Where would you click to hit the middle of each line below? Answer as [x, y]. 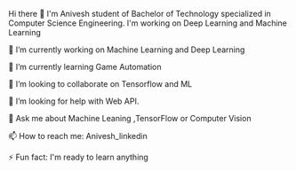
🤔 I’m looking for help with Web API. [74, 101]
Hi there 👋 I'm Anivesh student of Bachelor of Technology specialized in [140, 14]
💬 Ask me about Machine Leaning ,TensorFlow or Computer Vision [130, 118]
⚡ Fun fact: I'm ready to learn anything [78, 157]
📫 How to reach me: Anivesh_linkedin [78, 136]
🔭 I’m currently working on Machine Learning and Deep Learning [127, 50]
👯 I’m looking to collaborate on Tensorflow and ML [100, 84]
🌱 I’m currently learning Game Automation [85, 67]
